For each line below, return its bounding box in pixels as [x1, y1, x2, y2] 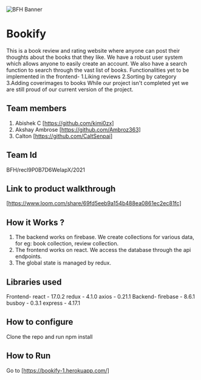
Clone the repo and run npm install [6, 333, 93, 340]
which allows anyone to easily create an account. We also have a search [6, 59, 187, 67]
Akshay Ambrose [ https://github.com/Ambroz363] [15, 126, 141, 133]
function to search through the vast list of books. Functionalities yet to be [6, 66, 189, 73]
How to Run [6, 351, 51, 361]
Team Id [6, 150, 38, 160]
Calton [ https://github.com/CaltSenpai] [15, 132, 113, 140]
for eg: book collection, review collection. [15, 240, 119, 247]
